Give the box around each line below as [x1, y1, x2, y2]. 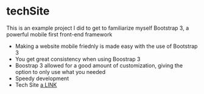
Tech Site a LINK [15, 81, 57, 89]
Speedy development [15, 75, 69, 82]
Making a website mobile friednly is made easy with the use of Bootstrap [15, 42, 198, 50]
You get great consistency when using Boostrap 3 [15, 55, 141, 62]
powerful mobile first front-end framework [6, 30, 113, 38]
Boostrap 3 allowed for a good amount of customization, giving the [15, 62, 183, 69]
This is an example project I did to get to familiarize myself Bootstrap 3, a [6, 24, 189, 32]
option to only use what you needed [15, 68, 106, 75]
